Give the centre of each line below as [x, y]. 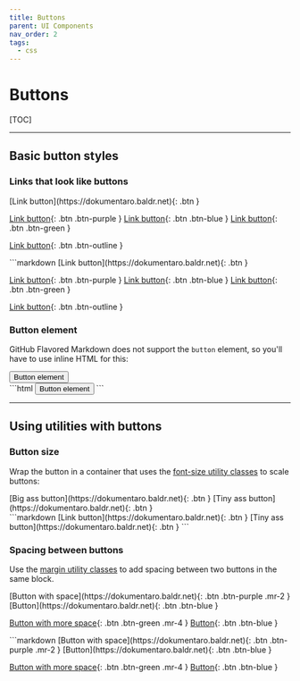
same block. [32, 579]
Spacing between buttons [67, 550]
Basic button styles [64, 156]
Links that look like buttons [69, 181]
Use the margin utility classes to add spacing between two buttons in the [143, 569]
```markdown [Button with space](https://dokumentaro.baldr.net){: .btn [138, 641]
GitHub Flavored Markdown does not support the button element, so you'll [146, 349]
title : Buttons [37, 17]
